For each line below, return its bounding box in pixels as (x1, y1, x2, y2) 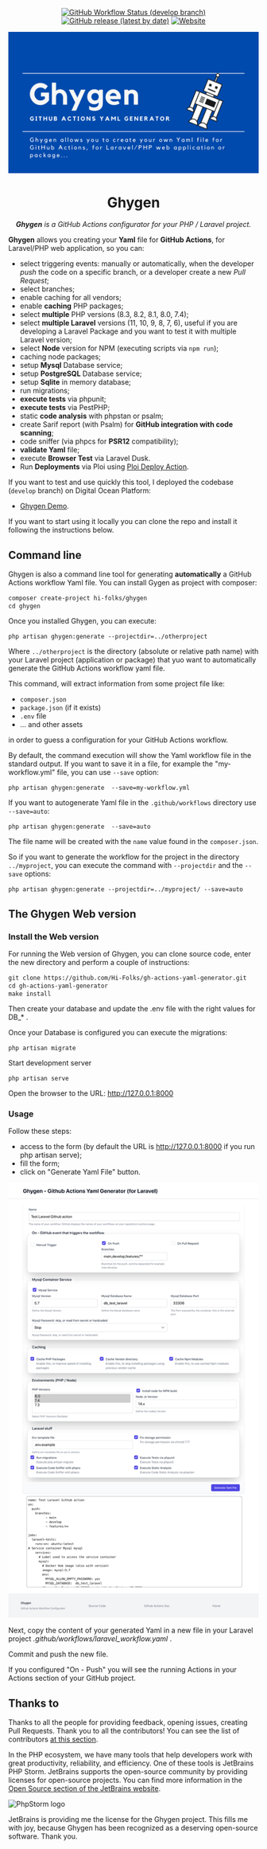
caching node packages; (19, 352, 102, 362)
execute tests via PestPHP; (19, 403, 110, 412)
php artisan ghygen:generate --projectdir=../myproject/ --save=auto (8, 885, 244, 893)
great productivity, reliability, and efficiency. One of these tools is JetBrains (8, 1758, 254, 1768)
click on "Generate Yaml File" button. (19, 1167, 141, 1177)
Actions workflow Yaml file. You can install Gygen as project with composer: (8, 578, 257, 588)
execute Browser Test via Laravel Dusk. (19, 454, 151, 463)
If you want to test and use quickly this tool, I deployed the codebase (8, 478, 234, 487)
